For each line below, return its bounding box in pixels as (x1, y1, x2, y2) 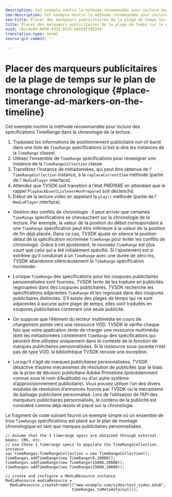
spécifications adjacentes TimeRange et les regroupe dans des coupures (12, 290, 164, 296)
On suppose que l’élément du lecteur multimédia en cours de (12, 316, 142, 322)
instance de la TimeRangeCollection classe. (12, 160, 103, 167)
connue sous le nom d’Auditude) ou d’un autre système (12, 375, 129, 381)
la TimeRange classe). (12, 149, 56, 156)
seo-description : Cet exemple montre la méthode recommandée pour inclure (5, 12, 168, 17)
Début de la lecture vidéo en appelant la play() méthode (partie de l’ (12, 193, 158, 199)
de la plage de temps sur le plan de (5, 74, 156, 85)
